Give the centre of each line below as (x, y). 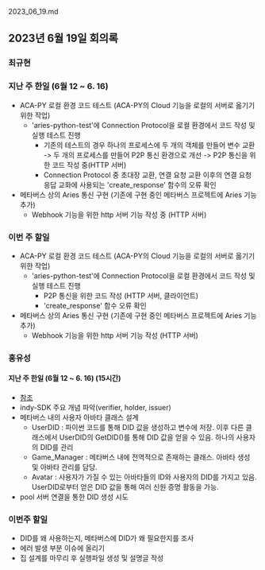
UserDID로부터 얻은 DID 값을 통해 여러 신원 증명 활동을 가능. (125, 487)
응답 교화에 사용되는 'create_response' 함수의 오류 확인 (130, 184)
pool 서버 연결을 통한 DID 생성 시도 (74, 497)
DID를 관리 (57, 448)
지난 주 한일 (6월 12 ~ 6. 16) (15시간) (65, 378)
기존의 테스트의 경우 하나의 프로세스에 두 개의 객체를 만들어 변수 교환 (149, 145)
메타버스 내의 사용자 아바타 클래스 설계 (79, 417)
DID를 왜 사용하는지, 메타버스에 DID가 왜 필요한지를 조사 (107, 538)
